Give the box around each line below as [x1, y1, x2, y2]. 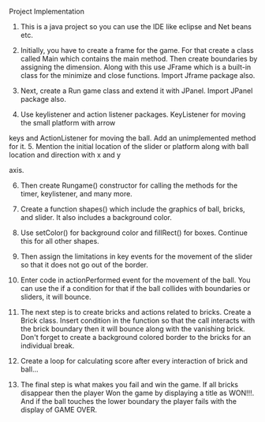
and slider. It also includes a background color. [20, 213, 172, 222]
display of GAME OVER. [20, 405, 98, 414]
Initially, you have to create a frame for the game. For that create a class [20, 46, 255, 54]
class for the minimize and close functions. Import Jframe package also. [20, 71, 256, 80]
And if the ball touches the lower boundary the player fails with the [20, 397, 237, 405]
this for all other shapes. [20, 237, 99, 245]
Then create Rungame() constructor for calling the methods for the [20, 181, 238, 190]
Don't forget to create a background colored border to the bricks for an [20, 333, 252, 342]
